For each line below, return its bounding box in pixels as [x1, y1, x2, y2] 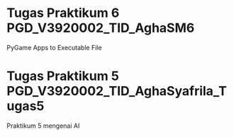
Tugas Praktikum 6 [6, 5, 120, 21]
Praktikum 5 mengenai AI [6, 121, 80, 130]
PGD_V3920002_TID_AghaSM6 [6, 20, 195, 36]
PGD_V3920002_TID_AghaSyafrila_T [6, 83, 228, 100]
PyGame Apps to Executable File [6, 43, 102, 52]
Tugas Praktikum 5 [6, 68, 120, 84]
